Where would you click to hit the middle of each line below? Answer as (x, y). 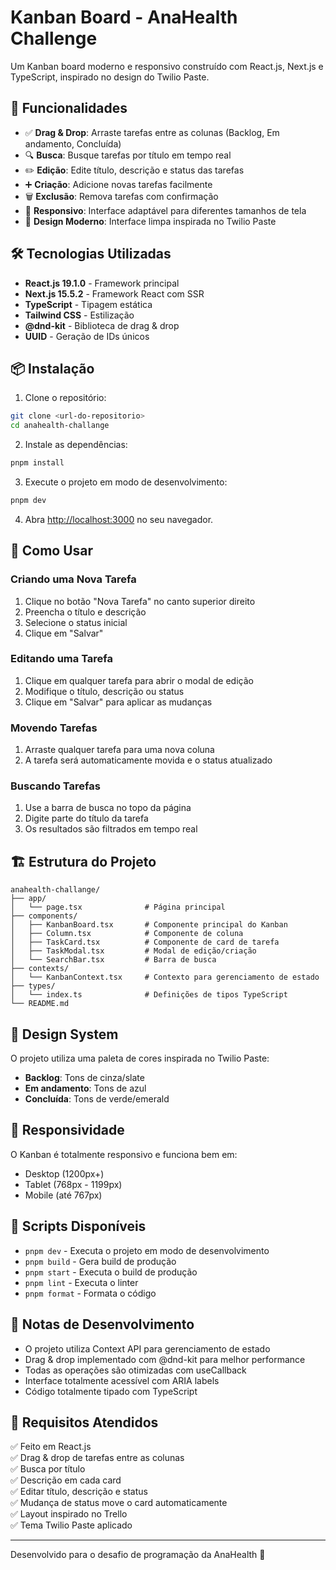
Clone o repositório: (65, 398)
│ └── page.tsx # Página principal (118, 907)
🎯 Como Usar (52, 551)
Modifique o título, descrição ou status (104, 691)
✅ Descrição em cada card (66, 1480)
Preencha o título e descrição (85, 612)
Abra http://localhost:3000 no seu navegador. (119, 519)
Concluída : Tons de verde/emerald (97, 1099)
